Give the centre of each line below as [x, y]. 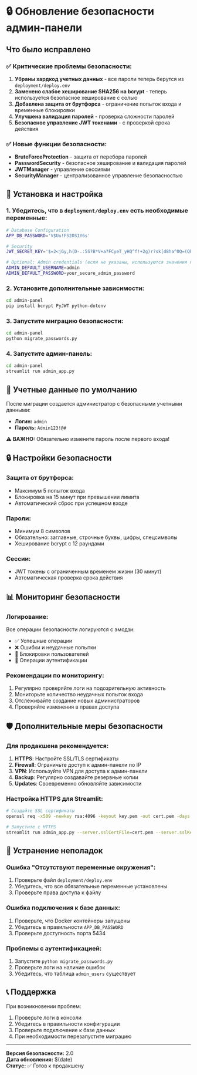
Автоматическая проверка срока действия [69, 578]
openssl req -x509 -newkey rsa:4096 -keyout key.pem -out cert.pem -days [98, 817]
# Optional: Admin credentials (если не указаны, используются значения [97, 262]
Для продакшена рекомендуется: [57, 746]
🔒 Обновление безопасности [80, 11]
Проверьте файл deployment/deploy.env [63, 880]
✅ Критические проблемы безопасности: [69, 66]
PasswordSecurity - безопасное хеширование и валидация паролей [100, 163]
